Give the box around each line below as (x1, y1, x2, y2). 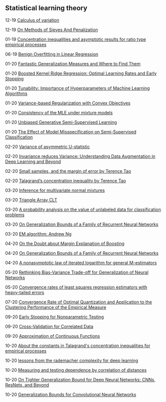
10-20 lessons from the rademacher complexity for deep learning (5, 357, 139, 363)
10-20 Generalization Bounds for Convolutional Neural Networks (5, 391, 136, 398)
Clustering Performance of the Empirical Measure (5, 304, 107, 310)
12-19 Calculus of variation (5, 17, 59, 23)
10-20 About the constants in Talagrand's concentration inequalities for (5, 343, 151, 349)
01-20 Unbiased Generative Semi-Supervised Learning (5, 119, 117, 125)
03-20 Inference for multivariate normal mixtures (5, 187, 105, 193)
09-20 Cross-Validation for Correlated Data (5, 323, 94, 329)
